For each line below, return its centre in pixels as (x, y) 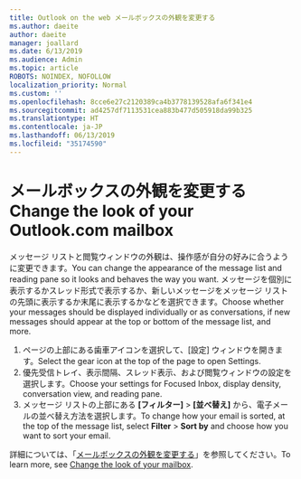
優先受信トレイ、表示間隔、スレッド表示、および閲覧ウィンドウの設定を (157, 372)
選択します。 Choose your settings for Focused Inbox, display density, (152, 383)
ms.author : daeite (44, 26)
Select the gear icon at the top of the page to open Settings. (150, 361)
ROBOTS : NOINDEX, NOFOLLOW (60, 77)
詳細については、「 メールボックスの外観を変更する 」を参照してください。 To (150, 454)
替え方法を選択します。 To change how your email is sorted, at (169, 416)
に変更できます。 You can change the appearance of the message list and (146, 268)
